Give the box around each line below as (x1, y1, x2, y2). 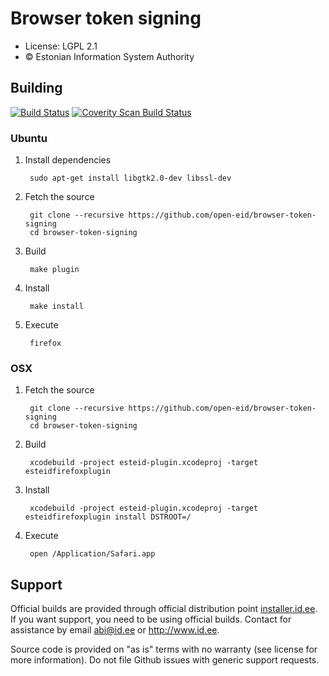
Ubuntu (10, 131, 48, 145)
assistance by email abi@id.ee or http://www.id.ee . (10, 624, 220, 636)
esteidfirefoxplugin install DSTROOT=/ (24, 512, 192, 522)
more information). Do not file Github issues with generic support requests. (10, 654, 320, 666)
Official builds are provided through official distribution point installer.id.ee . (10, 603, 318, 615)
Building (10, 80, 63, 97)
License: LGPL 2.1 (24, 40, 98, 52)
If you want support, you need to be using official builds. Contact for (10, 613, 292, 626)
